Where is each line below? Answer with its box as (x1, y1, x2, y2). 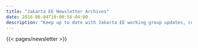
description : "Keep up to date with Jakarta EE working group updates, (6, 19, 186, 25)
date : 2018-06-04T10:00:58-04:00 (6, 14, 88, 20)
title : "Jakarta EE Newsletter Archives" (6, 8, 110, 15)
